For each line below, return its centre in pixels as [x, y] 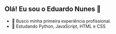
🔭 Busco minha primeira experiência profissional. [61, 21]
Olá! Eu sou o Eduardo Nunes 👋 [53, 9]
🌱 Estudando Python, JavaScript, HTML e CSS [59, 26]
